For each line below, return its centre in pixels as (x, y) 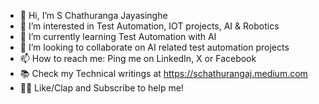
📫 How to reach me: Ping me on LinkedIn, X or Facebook (138, 58)
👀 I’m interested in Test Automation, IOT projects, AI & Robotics (149, 26)
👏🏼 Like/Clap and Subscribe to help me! (101, 88)
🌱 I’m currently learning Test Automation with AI (118, 36)
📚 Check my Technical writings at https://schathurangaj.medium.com (163, 73)
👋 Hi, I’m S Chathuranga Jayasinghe (93, 15)
